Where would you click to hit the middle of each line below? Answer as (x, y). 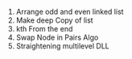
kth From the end (44, 29)
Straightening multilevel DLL (63, 46)
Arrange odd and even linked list (70, 12)
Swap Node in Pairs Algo (57, 37)
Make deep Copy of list (55, 20)
